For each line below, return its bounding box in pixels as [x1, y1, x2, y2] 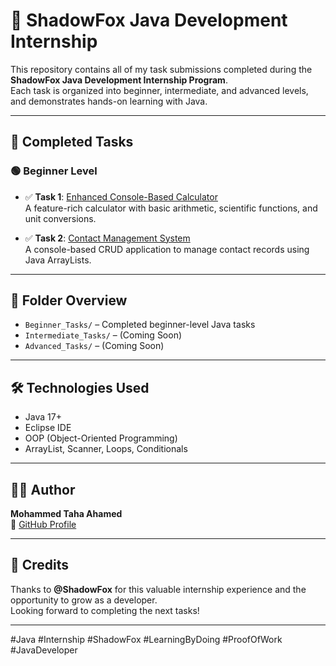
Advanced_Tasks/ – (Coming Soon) [24, 340, 165, 352]
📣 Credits [10, 557, 70, 574]
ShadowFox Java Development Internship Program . [10, 74, 228, 86]
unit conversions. [24, 212, 97, 224]
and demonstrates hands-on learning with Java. [10, 95, 208, 107]
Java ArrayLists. [24, 254, 92, 266]
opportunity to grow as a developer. [10, 594, 158, 606]
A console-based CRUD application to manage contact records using [24, 243, 310, 255]
